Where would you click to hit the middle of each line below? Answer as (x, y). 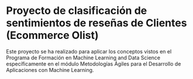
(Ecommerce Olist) (52, 35)
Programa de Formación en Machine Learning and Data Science (83, 58)
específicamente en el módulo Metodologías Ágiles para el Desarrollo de (94, 64)
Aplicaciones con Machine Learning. (50, 70)
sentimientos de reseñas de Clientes (96, 23)
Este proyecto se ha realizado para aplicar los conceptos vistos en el (89, 51)
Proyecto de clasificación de (77, 11)
